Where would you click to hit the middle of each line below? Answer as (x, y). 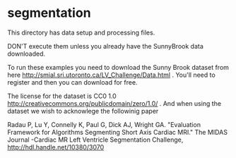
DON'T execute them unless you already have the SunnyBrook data (105, 46)
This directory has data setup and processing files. (81, 32)
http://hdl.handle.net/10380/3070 (56, 147)
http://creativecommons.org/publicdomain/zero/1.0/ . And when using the (114, 103)
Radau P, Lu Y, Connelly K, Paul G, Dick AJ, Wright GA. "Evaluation (104, 124)
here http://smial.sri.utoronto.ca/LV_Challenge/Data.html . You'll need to (111, 75)
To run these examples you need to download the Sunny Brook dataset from (118, 67)
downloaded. (26, 54)
